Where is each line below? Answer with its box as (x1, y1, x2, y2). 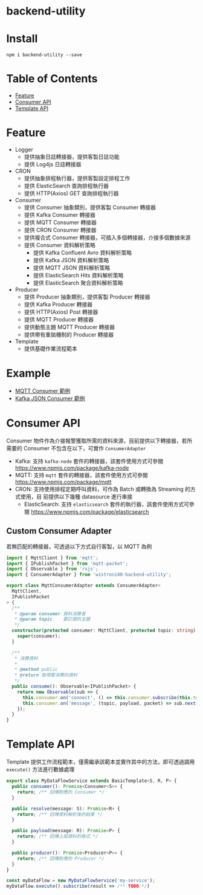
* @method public (14, 667, 59, 673)
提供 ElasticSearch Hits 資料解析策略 (33, 272, 124, 279)
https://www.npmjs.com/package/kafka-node (14, 464, 129, 471)
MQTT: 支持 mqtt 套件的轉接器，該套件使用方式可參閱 (14, 471, 148, 479)
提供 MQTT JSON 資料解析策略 (33, 264, 111, 271)
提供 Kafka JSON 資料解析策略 (33, 257, 109, 263)
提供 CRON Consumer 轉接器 (24, 227, 97, 233)
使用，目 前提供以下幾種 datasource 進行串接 (20, 493, 133, 500)
